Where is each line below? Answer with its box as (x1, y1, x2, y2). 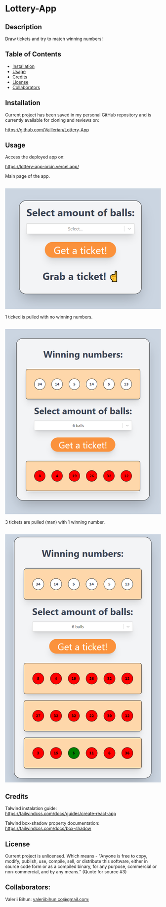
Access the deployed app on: (5, 154, 65, 160)
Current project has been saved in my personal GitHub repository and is (5, 112, 152, 118)
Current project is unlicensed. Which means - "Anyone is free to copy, (5, 853, 148, 859)
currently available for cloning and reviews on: (5, 117, 99, 123)
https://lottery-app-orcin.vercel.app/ (5, 164, 79, 170)
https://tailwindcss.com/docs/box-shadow (5, 825, 91, 832)
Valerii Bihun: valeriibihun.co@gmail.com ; (5, 896, 90, 902)
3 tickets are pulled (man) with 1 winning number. (5, 519, 105, 525)
